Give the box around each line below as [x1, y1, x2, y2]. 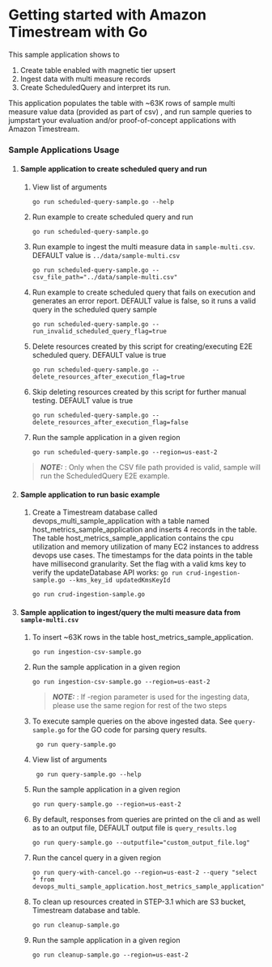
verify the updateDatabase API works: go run [32, 568, 183, 578]
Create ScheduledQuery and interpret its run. [19, 83, 172, 92]
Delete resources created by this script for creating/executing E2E [32, 341, 253, 351]
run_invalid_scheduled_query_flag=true [32, 328, 168, 336]
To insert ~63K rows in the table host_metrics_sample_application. [32, 633, 253, 643]
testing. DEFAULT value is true [32, 396, 134, 405]
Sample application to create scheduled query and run [19, 164, 207, 174]
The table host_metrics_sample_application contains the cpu [32, 533, 235, 543]
